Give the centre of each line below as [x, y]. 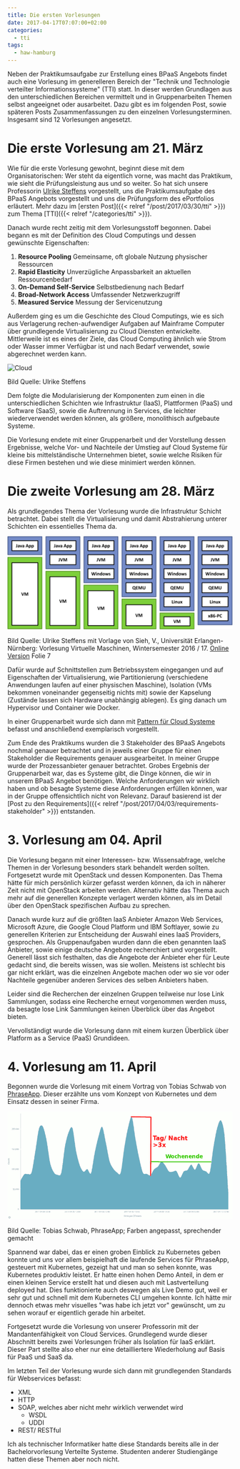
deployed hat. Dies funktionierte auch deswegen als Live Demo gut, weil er [117, 1290]
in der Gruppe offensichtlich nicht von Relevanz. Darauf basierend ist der [115, 796]
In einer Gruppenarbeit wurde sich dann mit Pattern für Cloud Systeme [111, 721]
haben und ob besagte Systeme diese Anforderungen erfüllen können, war [117, 788]
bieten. [18, 1016]
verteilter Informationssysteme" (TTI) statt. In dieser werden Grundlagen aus [120, 89]
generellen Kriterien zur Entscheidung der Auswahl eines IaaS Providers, [114, 934]
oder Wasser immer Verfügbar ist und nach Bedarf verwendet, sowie [109, 346]
